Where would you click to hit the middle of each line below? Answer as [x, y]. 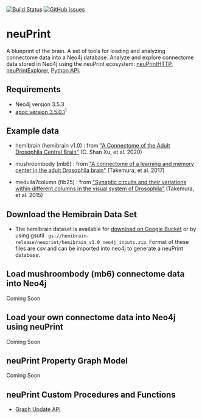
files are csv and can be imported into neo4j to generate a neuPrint [99, 249]
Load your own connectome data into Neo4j [91, 317]
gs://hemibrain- [69, 236]
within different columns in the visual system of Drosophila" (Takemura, [105, 188]
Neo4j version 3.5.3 [40, 104]
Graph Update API [38, 409]
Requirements [33, 89]
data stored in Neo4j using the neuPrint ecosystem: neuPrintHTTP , [90, 63]
